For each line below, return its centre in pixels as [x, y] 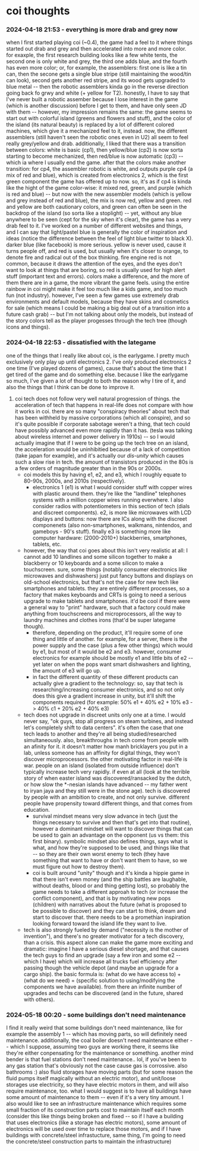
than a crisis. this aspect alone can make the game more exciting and [108, 942]
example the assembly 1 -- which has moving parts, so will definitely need [97, 1034]
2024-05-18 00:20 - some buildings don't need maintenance [96, 1015]
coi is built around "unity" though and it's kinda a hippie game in [111, 872]
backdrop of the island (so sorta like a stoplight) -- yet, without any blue [94, 213]
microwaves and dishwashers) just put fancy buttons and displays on [108, 575]
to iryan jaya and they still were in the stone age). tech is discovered [107, 790]
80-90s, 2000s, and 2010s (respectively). [75, 481]
